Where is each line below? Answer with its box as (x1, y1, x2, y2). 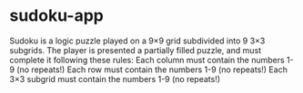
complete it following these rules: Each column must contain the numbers (9, 54, 285, 65)
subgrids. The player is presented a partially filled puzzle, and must (9, 44, 262, 55)
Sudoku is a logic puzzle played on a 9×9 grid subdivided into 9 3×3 (9, 35, 266, 46)
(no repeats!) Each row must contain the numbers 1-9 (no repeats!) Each (16, 64, 288, 75)
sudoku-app (9, 5, 105, 26)
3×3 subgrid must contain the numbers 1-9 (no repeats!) (9, 73, 221, 84)
